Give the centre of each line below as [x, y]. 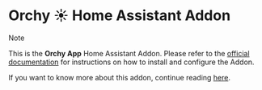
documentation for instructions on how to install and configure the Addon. [131, 62]
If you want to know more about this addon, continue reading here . [120, 77]
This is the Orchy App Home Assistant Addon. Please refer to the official [129, 53]
